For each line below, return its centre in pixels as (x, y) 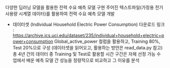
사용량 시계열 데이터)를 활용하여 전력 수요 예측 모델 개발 (60, 14)
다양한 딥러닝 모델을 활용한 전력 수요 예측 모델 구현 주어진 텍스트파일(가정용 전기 (84, 7)
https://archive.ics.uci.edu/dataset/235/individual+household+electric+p (88, 35)
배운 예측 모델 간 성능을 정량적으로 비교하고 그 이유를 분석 (83, 60)
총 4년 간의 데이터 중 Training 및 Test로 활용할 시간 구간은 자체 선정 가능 (84, 54)
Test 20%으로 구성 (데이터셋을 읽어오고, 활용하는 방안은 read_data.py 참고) (88, 48)
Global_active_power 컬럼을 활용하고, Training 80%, (107, 41)
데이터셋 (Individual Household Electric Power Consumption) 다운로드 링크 (89, 24)
